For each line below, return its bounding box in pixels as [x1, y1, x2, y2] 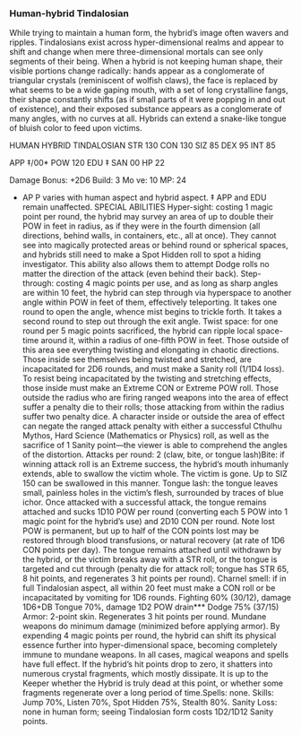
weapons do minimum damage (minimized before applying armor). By [21, 621, 280, 632]
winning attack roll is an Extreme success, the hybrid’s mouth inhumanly [21, 459, 289, 470]
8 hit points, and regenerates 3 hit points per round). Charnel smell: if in [21, 573, 287, 584]
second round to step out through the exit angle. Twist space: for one [21, 316, 279, 327]
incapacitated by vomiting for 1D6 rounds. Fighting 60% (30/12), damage [21, 592, 291, 603]
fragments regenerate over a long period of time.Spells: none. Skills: [21, 687, 275, 698]
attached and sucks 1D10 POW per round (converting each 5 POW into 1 [21, 506, 288, 517]
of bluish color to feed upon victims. [9, 123, 142, 134]
